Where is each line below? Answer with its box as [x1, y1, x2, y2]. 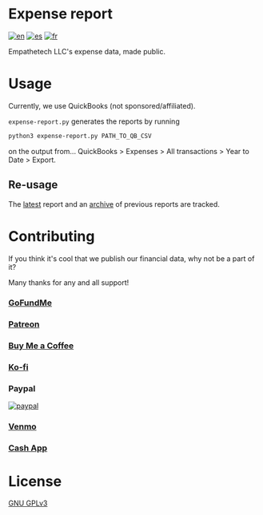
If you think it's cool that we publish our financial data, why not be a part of [8, 253, 255, 263]
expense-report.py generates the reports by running [8, 117, 180, 126]
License [8, 472, 62, 490]
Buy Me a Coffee [8, 340, 74, 351]
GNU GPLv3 [8, 498, 48, 508]
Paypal [8, 383, 36, 394]
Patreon [8, 319, 40, 330]
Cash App [8, 442, 48, 454]
